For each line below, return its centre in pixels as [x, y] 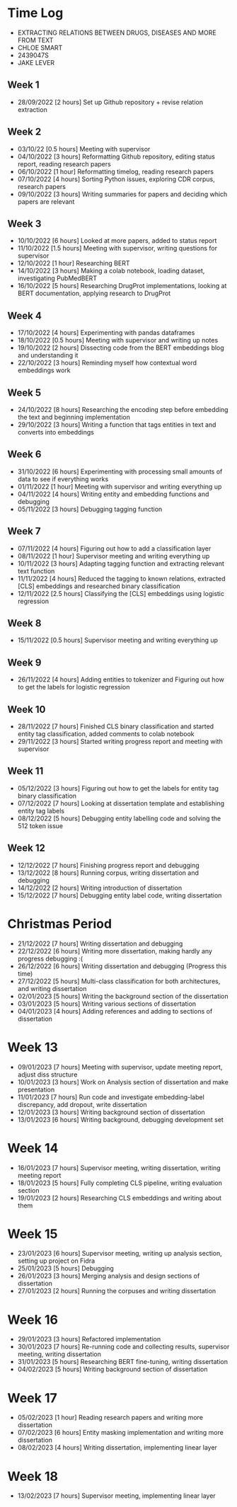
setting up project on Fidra [56, 1261]
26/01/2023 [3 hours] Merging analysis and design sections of [109, 1276]
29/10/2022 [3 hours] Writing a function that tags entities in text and [117, 425]
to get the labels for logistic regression [74, 687]
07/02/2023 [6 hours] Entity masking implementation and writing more [121, 1433]
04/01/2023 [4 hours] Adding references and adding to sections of [115, 1011]
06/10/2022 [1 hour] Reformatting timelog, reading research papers [116, 171]
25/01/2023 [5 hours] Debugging [66, 1268]
